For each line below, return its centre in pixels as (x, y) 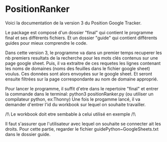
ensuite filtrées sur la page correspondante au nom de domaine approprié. (82, 79)
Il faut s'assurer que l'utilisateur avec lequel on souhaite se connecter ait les (83, 124)
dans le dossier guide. (28, 134)
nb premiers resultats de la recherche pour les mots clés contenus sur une (82, 58)
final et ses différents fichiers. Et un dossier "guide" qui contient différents (81, 38)
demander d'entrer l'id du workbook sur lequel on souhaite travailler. (76, 104)
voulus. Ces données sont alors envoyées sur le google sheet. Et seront (79, 73)
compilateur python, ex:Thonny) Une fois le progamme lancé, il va (73, 99)
